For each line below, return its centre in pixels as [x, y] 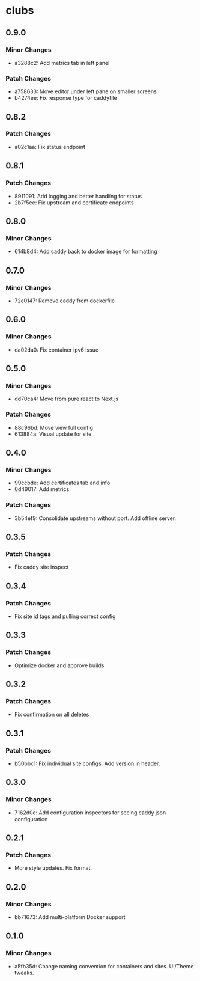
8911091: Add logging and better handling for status [78, 196]
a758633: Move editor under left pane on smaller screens [85, 91]
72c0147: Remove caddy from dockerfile [65, 301]
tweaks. [24, 973]
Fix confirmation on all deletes [52, 714]
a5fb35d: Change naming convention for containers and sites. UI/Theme [104, 966]
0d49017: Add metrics [42, 489]
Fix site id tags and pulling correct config [65, 616]
